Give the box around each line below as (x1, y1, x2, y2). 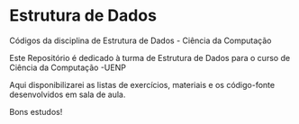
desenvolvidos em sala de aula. (9, 89, 126, 100)
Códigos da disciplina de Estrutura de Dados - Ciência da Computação (9, 35, 272, 46)
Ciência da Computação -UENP (9, 62, 126, 73)
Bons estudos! (9, 106, 63, 117)
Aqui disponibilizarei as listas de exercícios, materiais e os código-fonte (9, 79, 276, 90)
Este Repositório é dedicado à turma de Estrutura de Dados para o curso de (9, 52, 291, 63)
